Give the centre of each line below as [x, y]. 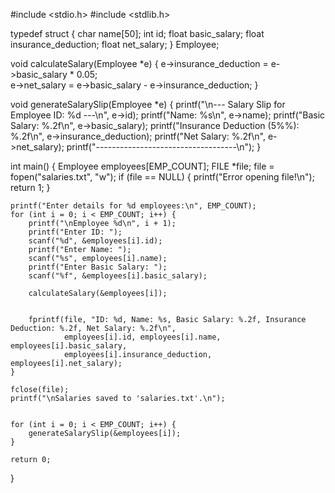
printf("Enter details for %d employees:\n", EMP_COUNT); [133, 206]
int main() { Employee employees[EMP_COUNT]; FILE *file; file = [142, 166]
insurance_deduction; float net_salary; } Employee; [115, 44]
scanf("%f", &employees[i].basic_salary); [118, 276]
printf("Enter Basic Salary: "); [98, 267]
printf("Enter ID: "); [75, 232]
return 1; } [30, 187]
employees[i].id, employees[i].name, [142, 337]
